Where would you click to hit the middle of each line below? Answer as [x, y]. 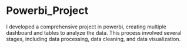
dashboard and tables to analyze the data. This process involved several [94, 32]
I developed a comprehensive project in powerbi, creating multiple [86, 27]
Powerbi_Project [47, 11]
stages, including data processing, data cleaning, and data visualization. [93, 39]
